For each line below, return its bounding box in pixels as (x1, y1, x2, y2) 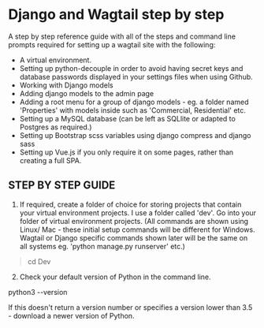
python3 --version (8, 287, 68, 296)
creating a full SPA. (19, 155, 82, 165)
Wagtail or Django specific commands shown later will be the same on (19, 233, 248, 242)
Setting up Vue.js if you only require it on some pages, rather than (19, 147, 234, 157)
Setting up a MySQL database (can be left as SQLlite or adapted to (19, 114, 236, 123)
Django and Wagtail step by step (8, 6, 225, 24)
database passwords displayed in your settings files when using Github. (19, 72, 254, 81)
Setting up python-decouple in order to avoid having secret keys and (19, 63, 244, 73)
